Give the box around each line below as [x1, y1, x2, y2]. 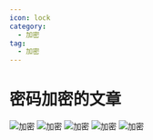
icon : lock [9, 13, 51, 23]
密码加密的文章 [9, 89, 122, 110]
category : [9, 22, 47, 31]
